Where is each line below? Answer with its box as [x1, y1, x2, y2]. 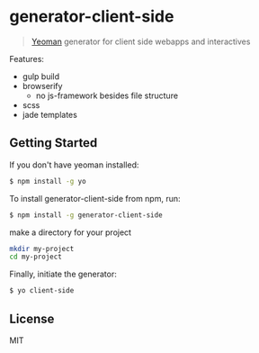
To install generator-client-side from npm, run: [9, 193, 182, 204]
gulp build [22, 70, 60, 82]
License [9, 311, 55, 326]
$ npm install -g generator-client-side [9, 210, 164, 220]
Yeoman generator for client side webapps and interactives [31, 36, 251, 47]
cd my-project [9, 252, 63, 262]
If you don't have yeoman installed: [9, 159, 139, 170]
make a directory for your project [9, 227, 132, 238]
